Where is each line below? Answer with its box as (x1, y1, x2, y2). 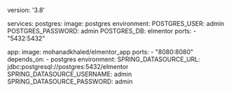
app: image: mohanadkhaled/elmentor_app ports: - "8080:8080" (7, 48, 194, 56)
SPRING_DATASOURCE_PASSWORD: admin (7, 77, 133, 86)
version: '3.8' (7, 6, 45, 14)
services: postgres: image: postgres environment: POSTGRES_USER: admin (7, 20, 225, 27)
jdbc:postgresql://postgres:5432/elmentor (7, 63, 129, 70)
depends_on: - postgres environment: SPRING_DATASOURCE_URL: (7, 55, 201, 63)
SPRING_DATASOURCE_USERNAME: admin (7, 70, 132, 78)
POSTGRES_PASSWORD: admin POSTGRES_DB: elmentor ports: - (7, 27, 197, 35)
